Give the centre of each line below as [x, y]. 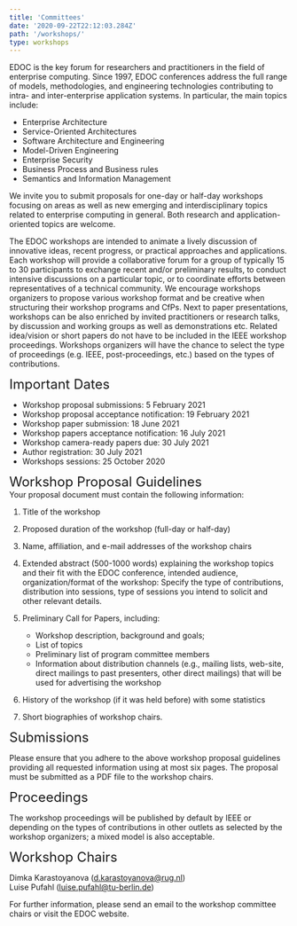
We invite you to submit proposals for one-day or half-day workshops [136, 196]
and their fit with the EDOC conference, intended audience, [130, 573]
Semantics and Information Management [96, 179]
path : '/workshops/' [47, 34]
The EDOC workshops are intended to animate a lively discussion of [133, 241]
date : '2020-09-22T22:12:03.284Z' [73, 26]
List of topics [59, 645]
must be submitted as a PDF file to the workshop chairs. [112, 777]
